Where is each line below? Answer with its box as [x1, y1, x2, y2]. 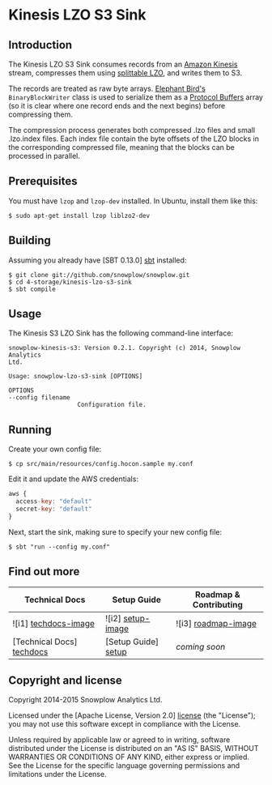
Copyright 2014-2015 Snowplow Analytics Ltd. [8, 695, 163, 705]
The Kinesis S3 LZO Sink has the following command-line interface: [8, 328, 233, 338]
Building [8, 233, 51, 248]
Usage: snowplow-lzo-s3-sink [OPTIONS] [8, 373, 143, 381]
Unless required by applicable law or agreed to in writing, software [8, 735, 231, 744]
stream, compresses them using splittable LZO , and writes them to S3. [8, 68, 243, 78]
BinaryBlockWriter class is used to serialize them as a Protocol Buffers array [8, 92, 263, 102]
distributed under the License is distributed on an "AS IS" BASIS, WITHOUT [8, 744, 259, 753]
